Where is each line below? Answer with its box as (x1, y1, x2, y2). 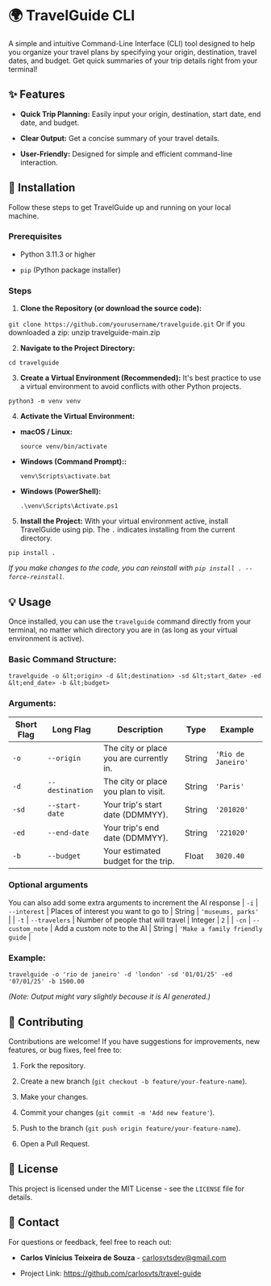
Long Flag (52, 724, 91, 735)
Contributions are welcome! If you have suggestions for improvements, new (8, 1036, 261, 1046)
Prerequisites (8, 231, 62, 242)
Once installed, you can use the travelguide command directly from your (8, 616, 252, 626)
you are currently (103, 752, 169, 763)
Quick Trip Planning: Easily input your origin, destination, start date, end (19, 109, 261, 119)
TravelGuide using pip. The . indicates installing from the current (19, 525, 236, 535)
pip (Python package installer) (19, 265, 121, 274)
